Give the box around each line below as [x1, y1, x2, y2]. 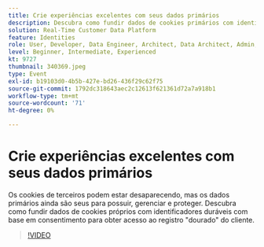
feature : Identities [8, 33, 76, 42]
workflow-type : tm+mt [8, 92, 79, 100]
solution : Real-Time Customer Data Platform [8, 26, 156, 34]
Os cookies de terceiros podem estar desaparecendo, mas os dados [8, 190, 230, 199]
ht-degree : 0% [8, 107, 55, 115]
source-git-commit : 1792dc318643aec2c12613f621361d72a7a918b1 [8, 84, 216, 93]
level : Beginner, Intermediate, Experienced [8, 48, 156, 56]
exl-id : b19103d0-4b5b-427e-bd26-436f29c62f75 [8, 77, 163, 85]
